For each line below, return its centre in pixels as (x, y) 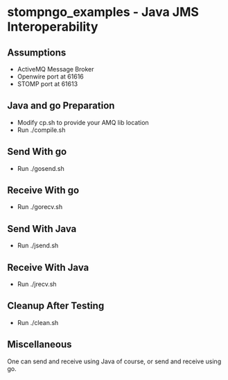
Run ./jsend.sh (38, 246)
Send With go (37, 152)
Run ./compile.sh (41, 130)
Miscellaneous (40, 345)
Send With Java (42, 229)
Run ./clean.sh (38, 322)
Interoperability (53, 27)
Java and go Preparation (61, 106)
